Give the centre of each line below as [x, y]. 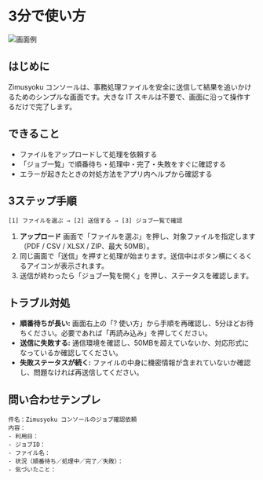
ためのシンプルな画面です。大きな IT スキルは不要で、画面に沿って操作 [129, 97]
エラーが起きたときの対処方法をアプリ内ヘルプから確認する [116, 174]
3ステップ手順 [42, 201]
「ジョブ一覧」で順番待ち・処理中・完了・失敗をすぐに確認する [122, 164]
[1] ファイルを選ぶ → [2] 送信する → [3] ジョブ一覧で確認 [95, 221]
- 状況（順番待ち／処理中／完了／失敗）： [66, 461]
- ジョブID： [27, 445]
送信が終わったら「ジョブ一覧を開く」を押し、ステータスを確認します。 [136, 276]
